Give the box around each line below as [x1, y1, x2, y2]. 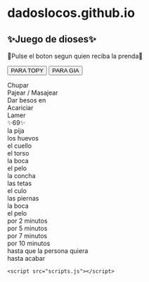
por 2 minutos [7, 217, 48, 225]
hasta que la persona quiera [7, 247, 89, 255]
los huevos [7, 134, 39, 142]
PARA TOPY [11, 67, 44, 74]
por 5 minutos [7, 224, 48, 233]
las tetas [7, 179, 32, 187]
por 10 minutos [7, 239, 51, 247]
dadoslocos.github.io [7, 5, 136, 21]
